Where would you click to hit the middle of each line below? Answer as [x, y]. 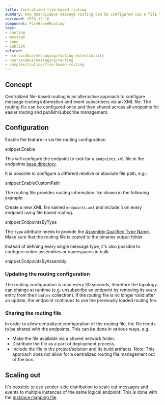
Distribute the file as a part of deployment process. [64, 344]
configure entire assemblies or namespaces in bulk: [57, 251]
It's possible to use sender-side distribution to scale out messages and [77, 387]
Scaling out [23, 375]
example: [14, 198]
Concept [19, 84]
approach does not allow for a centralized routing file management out [83, 354]
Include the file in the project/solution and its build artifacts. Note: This [83, 349]
